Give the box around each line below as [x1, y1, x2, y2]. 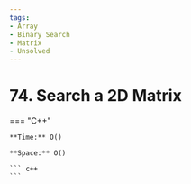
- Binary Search [9, 30, 70, 39]
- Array [9, 22, 39, 31]
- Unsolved [9, 47, 50, 56]
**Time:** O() [9, 133, 63, 143]
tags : [9, 13, 30, 23]
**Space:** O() [9, 149, 67, 158]
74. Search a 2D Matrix [9, 86, 182, 106]
